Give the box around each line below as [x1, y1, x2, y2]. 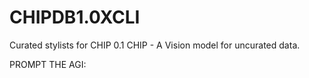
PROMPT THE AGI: [9, 58, 87, 70]
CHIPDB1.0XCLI [9, 6, 141, 29]
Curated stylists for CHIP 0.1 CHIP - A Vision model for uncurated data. [9, 39, 301, 51]
